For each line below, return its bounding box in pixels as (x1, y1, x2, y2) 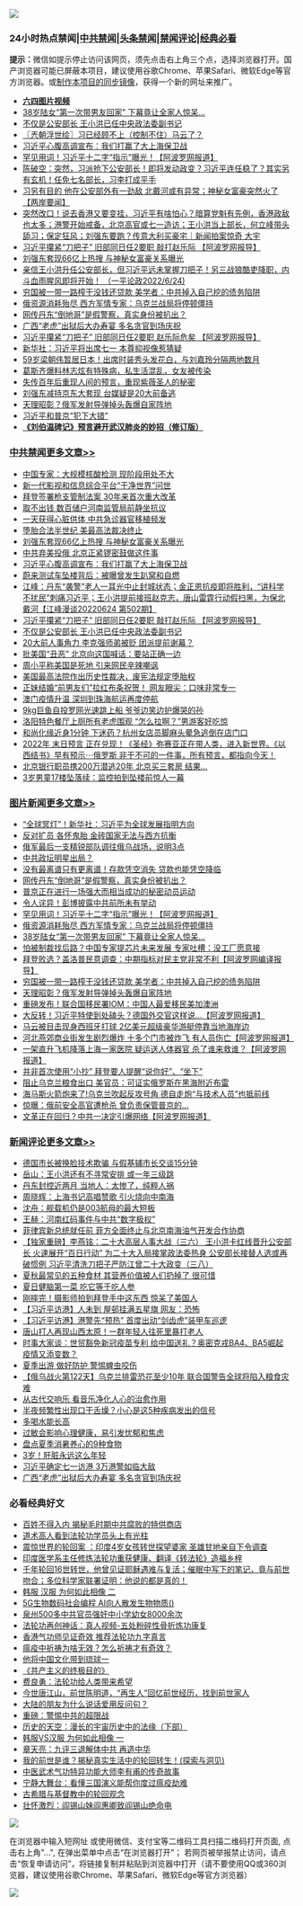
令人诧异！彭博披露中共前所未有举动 (22, 897, 157, 908)
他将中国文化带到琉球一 (22, 1654, 109, 1665)
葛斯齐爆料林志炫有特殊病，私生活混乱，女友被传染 (22, 365, 212, 377)
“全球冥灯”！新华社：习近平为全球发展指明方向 (22, 818, 195, 829)
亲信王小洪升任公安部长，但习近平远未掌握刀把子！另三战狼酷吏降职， (22, 264, 282, 275)
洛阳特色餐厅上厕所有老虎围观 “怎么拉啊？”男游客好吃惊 (22, 716, 229, 726)
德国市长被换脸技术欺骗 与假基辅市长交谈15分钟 (22, 1158, 198, 1169)
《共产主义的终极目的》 (22, 1665, 109, 1676)
